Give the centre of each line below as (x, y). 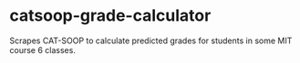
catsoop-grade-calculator (110, 16)
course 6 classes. (42, 49)
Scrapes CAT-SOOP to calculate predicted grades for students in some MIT (151, 40)
